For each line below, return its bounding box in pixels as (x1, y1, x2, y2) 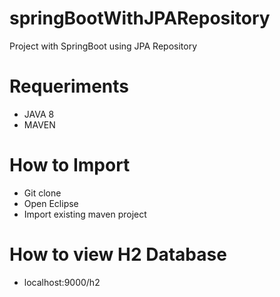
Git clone (23, 187, 62, 199)
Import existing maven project (23, 208, 147, 220)
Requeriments (9, 75, 129, 98)
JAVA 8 (23, 108, 55, 120)
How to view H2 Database (9, 243, 227, 266)
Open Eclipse (23, 197, 79, 209)
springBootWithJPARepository (9, 7, 271, 30)
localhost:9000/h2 (23, 276, 101, 288)
